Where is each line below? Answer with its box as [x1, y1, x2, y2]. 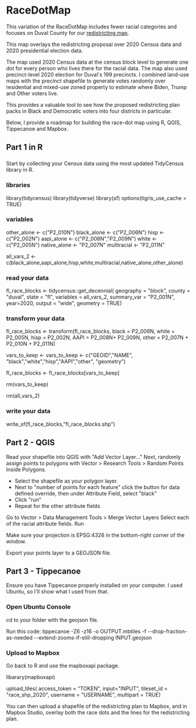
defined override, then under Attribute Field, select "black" [14, 490, 157, 497]
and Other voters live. [6, 90, 59, 97]
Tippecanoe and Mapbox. [6, 125, 69, 132]
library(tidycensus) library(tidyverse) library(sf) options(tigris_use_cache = [6, 194, 187, 201]
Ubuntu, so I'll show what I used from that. [6, 588, 109, 595]
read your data [6, 274, 49, 282]
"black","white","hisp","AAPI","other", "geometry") [6, 358, 126, 365]
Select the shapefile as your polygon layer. [14, 477, 118, 484]
